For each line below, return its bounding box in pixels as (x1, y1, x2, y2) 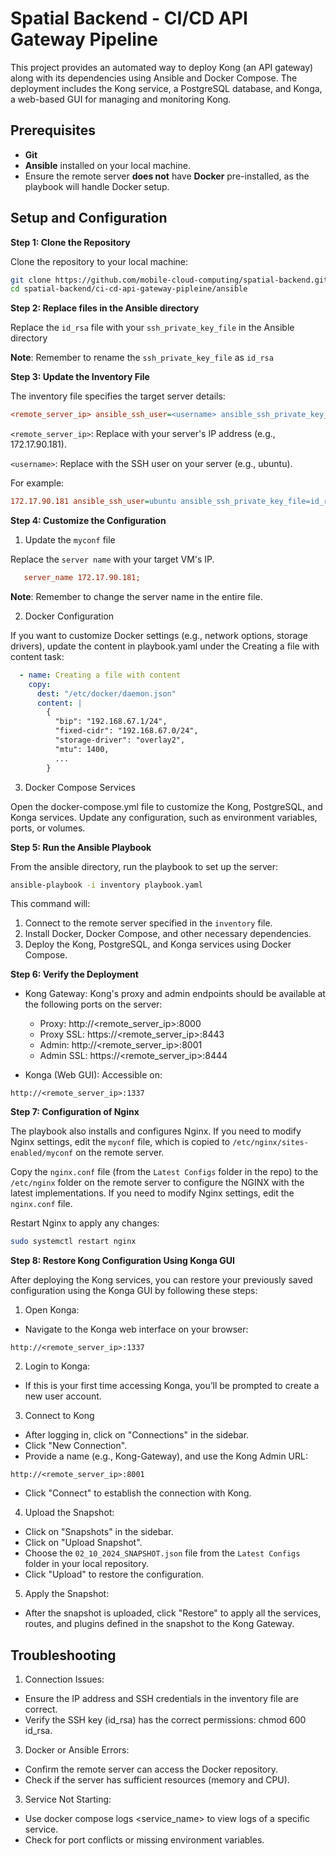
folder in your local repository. (24, 1558, 150, 1570)
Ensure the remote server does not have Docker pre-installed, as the (24, 170, 310, 182)
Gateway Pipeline (10, 28, 158, 51)
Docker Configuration (24, 610, 115, 622)
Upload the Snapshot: (24, 1507, 115, 1519)
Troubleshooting (10, 1647, 117, 1664)
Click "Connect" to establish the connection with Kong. (24, 1487, 252, 1499)
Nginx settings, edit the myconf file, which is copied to (10, 1136, 231, 1148)
